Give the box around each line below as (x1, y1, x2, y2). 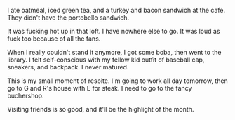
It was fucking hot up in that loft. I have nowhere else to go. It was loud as (7, 27, 220, 35)
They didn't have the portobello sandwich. (7, 13, 130, 22)
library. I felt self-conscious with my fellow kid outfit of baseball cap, (7, 55, 205, 64)
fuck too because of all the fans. (7, 34, 101, 43)
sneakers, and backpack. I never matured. (7, 63, 129, 71)
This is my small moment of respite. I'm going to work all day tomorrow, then (7, 76, 228, 85)
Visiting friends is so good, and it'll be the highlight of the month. (7, 105, 194, 113)
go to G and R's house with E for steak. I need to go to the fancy (7, 84, 192, 92)
